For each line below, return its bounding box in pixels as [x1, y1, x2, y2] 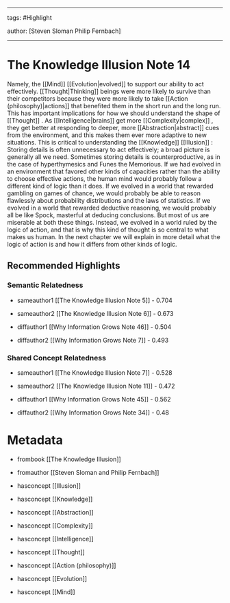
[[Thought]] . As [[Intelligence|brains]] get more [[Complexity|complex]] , [7, 116, 214, 124]
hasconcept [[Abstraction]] [16, 508, 94, 516]
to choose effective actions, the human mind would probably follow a [7, 174, 202, 182]
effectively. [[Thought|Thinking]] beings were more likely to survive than [7, 87, 211, 95]
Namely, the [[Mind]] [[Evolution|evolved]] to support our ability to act [7, 79, 204, 88]
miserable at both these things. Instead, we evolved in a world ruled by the [7, 218, 218, 226]
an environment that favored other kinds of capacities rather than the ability [7, 167, 220, 175]
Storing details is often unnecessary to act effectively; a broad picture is [7, 145, 210, 153]
